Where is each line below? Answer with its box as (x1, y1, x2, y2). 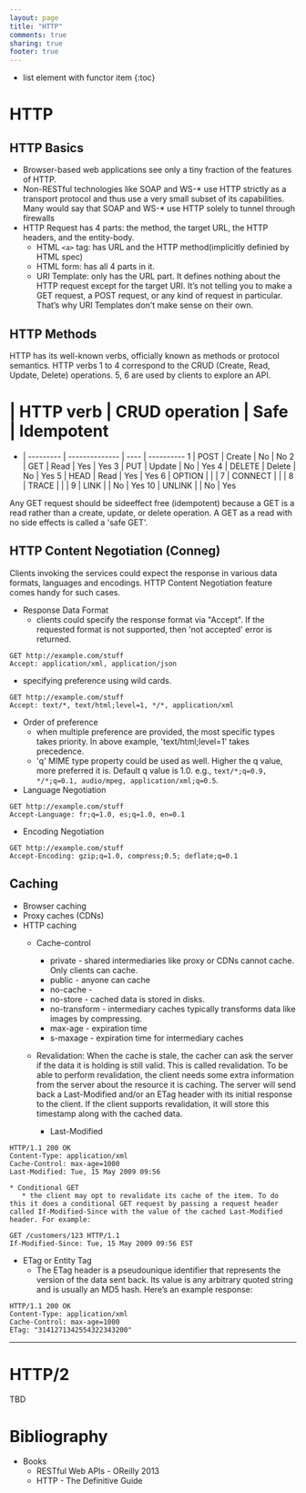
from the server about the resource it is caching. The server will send (36, 1079, 296, 1090)
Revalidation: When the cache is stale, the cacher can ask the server (36, 1050, 294, 1061)
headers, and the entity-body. (22, 232, 135, 243)
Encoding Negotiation (22, 826, 105, 837)
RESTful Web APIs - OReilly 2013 (36, 1466, 160, 1477)
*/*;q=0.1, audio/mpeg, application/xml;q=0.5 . (36, 775, 219, 786)
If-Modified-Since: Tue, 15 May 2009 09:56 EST (9, 1239, 194, 1248)
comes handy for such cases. (9, 586, 121, 597)
